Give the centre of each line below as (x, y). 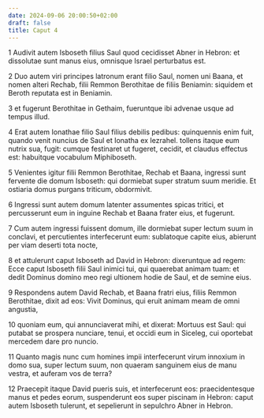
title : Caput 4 (33, 30)
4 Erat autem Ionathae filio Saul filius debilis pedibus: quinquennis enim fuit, (131, 132)
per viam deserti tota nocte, (53, 245)
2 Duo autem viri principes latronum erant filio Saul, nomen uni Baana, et (126, 77)
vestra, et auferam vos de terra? (60, 374)
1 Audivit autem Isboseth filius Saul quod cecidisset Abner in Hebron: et (124, 53)
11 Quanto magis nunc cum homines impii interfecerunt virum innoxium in (127, 357)
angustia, (23, 310)
